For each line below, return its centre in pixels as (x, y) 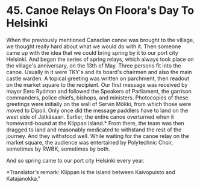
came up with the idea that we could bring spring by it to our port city (92, 52)
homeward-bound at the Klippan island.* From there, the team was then (95, 123)
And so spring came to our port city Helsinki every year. (75, 160)
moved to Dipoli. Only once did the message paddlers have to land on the (97, 110)
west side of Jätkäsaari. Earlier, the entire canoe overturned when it (90, 117)
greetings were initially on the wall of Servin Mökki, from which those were (99, 104)
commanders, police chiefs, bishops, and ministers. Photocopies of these (97, 98)
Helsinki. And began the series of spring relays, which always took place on (100, 59)
